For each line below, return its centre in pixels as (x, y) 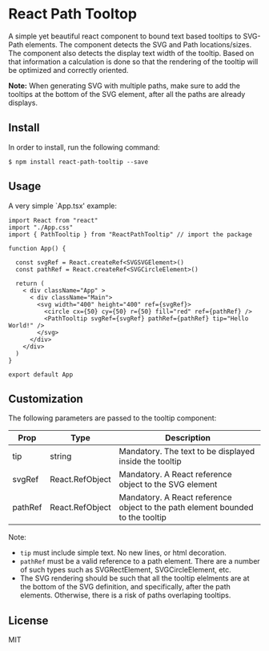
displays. (23, 102)
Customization (46, 398)
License (28, 620)
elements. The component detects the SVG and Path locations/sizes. (139, 44)
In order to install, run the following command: (84, 147)
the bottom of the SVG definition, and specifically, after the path (125, 587)
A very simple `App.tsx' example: (63, 206)
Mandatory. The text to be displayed (187, 452)
